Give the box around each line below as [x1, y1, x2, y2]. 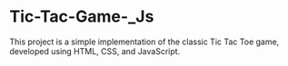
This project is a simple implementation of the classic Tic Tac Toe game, [9, 36, 280, 47]
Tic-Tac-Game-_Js [9, 6, 154, 27]
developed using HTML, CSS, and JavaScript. [9, 45, 181, 56]
